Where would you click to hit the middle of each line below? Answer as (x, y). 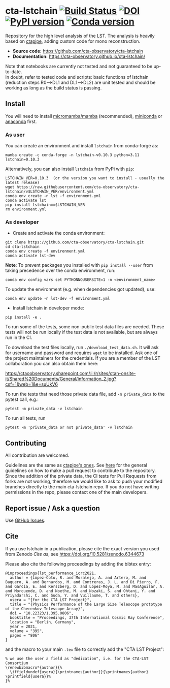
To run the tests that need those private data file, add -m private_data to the (85, 394)
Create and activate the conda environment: (59, 233)
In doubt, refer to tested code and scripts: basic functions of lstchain (77, 77)
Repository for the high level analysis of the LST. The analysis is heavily (80, 36)
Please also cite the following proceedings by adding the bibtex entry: (78, 564)
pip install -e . (24, 318)
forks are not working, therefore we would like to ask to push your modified (84, 481)
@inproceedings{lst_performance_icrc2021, (51, 573)
